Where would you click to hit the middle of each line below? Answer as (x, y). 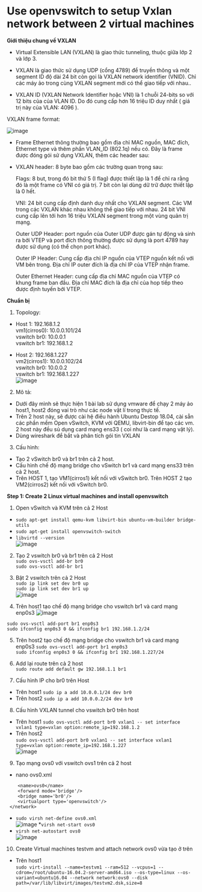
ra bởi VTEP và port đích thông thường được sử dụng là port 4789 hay (102, 240)
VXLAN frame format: (34, 119)
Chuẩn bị (18, 300)
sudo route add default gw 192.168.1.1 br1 (71, 669)
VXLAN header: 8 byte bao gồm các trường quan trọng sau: (89, 167)
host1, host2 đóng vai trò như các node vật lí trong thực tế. (88, 410)
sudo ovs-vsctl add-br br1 (49, 567)
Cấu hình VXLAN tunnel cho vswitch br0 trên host (77, 710)
